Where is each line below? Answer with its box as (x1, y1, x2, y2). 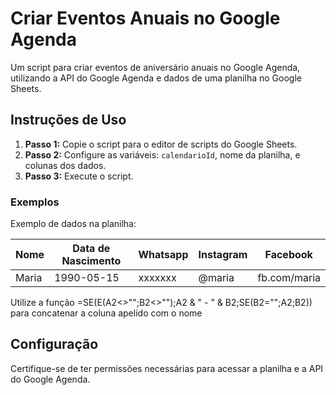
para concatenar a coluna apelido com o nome (10, 307, 203, 319)
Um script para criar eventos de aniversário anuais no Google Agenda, (10, 61, 301, 73)
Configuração (10, 336, 99, 353)
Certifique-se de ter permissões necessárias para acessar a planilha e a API (10, 362, 324, 374)
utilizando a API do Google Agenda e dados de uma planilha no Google (10, 72, 302, 84)
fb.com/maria (257, 271, 321, 285)
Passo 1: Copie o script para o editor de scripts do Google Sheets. (24, 138, 298, 150)
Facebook (264, 248, 313, 262)
